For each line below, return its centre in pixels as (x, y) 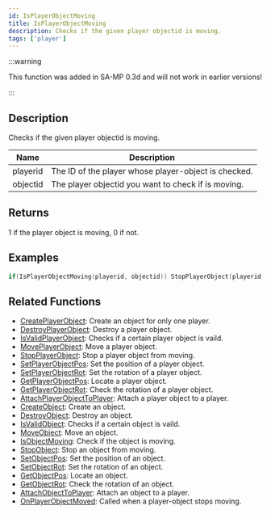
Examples (33, 258)
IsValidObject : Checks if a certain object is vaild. (100, 424)
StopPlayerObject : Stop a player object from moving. (107, 356)
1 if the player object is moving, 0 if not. (74, 232)
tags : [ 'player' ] (38, 38)
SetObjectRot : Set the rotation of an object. (92, 467)
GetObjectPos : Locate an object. (74, 476)
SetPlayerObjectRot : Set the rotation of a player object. (111, 373)
